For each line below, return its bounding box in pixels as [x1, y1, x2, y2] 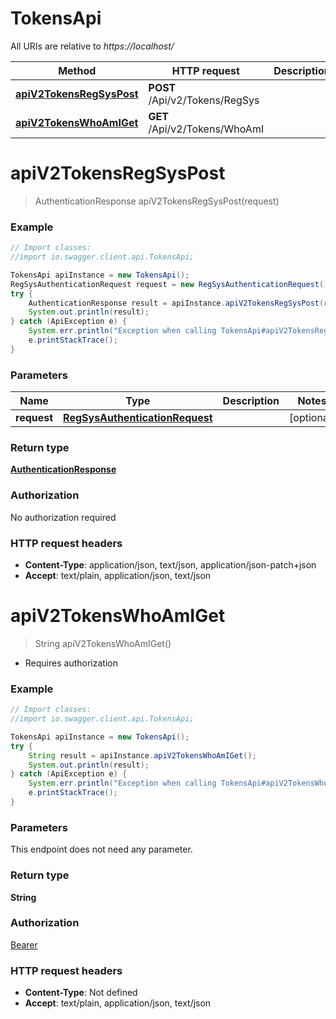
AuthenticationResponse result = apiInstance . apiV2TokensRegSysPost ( [28, 298, 325, 308]
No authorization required [10, 511, 117, 523]
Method [58, 63, 97, 77]
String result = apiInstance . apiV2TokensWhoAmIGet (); [28, 750, 257, 761]
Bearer [10, 938, 38, 951]
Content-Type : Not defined [24, 987, 138, 999]
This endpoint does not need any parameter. [10, 843, 193, 856]
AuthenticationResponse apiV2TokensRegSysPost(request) [34, 195, 280, 207]
